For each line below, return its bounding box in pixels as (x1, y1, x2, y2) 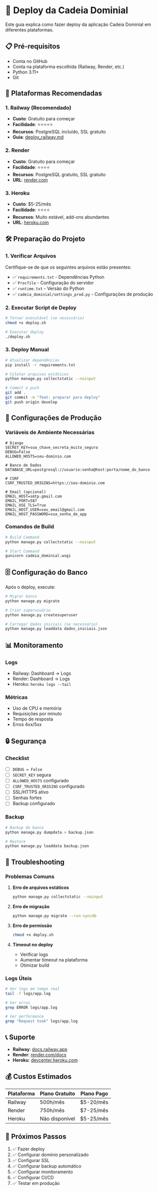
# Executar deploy (5, 329, 44, 335)
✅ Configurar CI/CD (12, 1174, 54, 1180)
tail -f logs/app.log (5, 991, 51, 996)
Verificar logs (20, 951, 48, 957)
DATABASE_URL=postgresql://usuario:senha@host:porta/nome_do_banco (5, 467, 150, 472)
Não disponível (39, 1115, 76, 1122)
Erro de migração (12, 903, 49, 909)
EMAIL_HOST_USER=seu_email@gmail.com (5, 507, 85, 512)
